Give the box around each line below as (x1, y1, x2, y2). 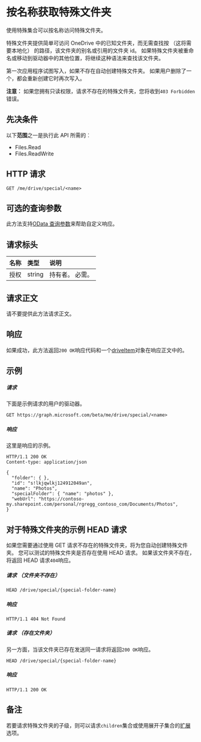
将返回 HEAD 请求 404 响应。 (6, 556, 74, 564)
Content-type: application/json (6, 459, 87, 466)
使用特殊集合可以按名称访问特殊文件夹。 (6, 26, 106, 34)
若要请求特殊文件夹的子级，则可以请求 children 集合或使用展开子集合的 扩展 (6, 722, 191, 729)
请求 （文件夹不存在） (6, 572, 61, 579)
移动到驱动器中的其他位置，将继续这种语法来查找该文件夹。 (16, 54, 164, 61)
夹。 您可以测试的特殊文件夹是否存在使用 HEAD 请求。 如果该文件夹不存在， (6, 549, 195, 556)
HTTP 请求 (6, 169, 46, 179)
